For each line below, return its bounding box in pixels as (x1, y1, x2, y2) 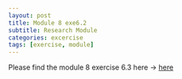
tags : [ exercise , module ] (8, 41, 94, 49)
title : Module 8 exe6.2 (8, 19, 87, 27)
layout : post (8, 11, 52, 20)
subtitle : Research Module (8, 26, 98, 34)
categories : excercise (8, 33, 83, 42)
